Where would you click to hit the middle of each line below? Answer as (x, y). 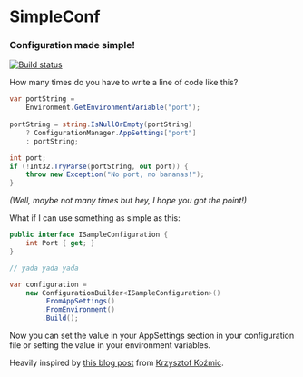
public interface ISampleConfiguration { (89, 235)
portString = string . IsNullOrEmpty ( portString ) (101, 124)
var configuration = (49, 284)
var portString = (42, 99)
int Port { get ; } (60, 243)
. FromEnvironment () (79, 310)
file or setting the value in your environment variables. (110, 345)
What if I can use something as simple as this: (95, 218)
